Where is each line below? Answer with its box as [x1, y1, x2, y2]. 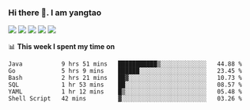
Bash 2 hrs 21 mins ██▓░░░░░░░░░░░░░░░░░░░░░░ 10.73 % [8, 74, 243, 82]
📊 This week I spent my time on [8, 42, 116, 51]
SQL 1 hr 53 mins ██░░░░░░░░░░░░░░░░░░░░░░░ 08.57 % [8, 81, 243, 89]
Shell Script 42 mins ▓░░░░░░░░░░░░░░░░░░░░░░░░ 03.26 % [8, 95, 243, 103]
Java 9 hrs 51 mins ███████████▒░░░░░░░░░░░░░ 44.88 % [8, 60, 243, 68]
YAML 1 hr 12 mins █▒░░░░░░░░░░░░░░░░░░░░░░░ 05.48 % [8, 88, 243, 96]
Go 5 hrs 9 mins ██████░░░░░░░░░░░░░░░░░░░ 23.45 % [8, 67, 243, 75]
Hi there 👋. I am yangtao [8, 7, 102, 18]
